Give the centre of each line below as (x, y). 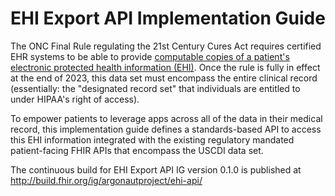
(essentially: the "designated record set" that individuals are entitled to (155, 88)
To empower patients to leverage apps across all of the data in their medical (166, 118)
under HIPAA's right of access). (75, 99)
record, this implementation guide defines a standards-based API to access (166, 129)
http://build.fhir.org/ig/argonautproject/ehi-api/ (106, 180)
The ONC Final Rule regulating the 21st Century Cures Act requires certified (166, 46)
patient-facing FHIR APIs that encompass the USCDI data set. (137, 150)
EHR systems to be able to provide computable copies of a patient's (150, 56)
